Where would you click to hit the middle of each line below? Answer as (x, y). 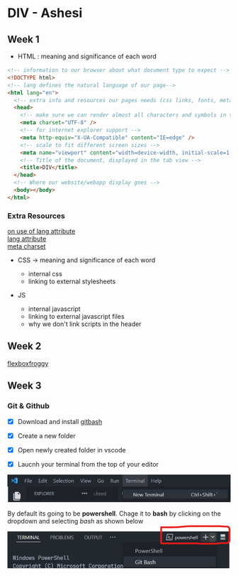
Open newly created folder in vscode (72, 450)
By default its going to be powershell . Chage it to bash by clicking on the (114, 513)
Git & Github (28, 406)
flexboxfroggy (28, 363)
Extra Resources (36, 216)
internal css (45, 274)
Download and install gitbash (60, 421)
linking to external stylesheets (72, 281)
